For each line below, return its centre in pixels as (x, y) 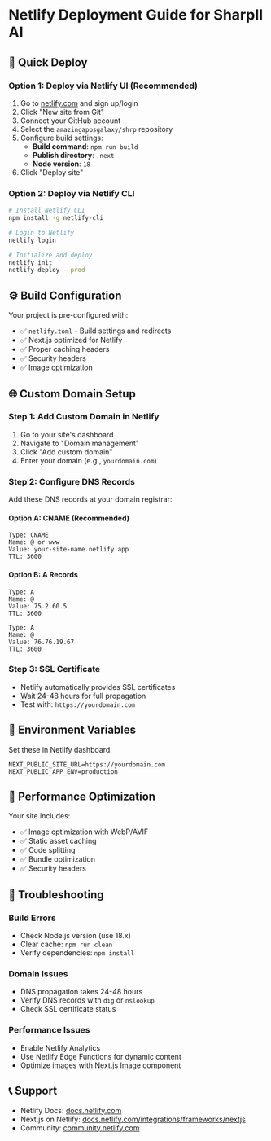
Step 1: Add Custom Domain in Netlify (84, 417)
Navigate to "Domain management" (80, 443)
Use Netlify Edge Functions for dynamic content (101, 1056)
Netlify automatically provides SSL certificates (98, 687)
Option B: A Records (44, 574)
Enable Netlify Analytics (60, 1047)
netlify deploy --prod (47, 270)
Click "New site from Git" (62, 112)
